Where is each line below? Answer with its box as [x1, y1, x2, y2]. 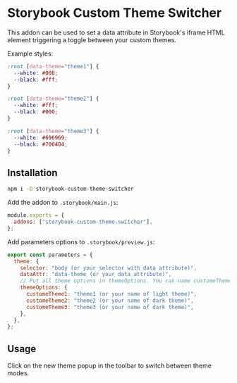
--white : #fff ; [13, 102, 59, 109]
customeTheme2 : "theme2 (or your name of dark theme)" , [25, 297, 194, 304]
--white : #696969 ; [13, 134, 68, 142]
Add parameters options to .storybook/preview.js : [7, 237, 155, 246]
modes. [7, 369, 30, 377]
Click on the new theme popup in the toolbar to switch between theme [7, 361, 212, 370]
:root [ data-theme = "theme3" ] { [7, 127, 99, 134]
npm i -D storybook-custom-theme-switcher [7, 185, 134, 193]
